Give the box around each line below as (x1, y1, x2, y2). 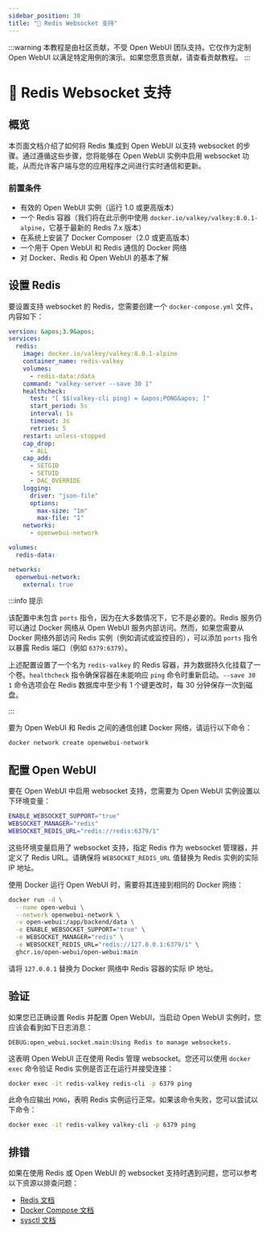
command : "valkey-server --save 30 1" (22, 379, 153, 388)
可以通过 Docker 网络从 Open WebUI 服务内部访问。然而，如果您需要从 (8, 623, 244, 633)
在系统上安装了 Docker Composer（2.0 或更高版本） (19, 232, 194, 242)
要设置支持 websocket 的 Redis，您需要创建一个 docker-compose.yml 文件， (8, 301, 257, 311)
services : (8, 335, 42, 343)
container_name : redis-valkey (22, 357, 125, 365)
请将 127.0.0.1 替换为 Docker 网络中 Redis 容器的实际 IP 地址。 (8, 963, 219, 973)
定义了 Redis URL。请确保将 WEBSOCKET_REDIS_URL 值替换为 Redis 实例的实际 (8, 852, 259, 862)
